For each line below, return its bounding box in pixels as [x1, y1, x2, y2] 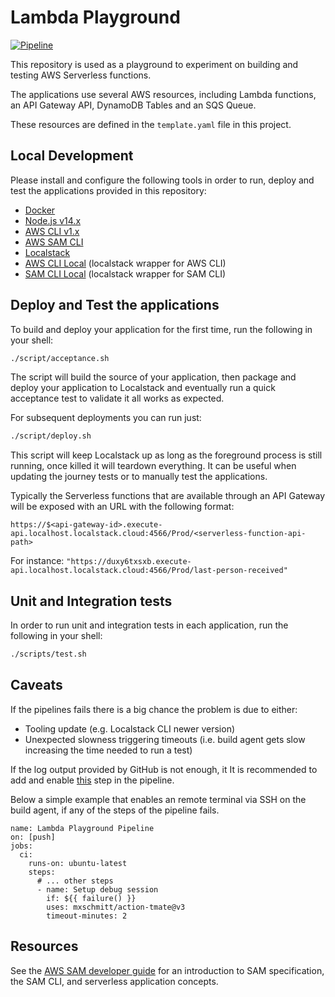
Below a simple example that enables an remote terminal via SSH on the [10, 793, 307, 805]
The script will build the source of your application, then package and [10, 371, 297, 383]
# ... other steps [36, 876, 114, 886]
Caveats [10, 677, 63, 694]
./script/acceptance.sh [10, 353, 110, 363]
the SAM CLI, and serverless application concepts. [10, 975, 219, 987]
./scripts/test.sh [10, 649, 87, 660]
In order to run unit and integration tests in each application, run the [10, 619, 289, 631]
